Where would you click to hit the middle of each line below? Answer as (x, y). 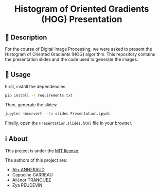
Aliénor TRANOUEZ (31, 180)
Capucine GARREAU (32, 175)
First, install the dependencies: (36, 86)
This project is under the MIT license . (42, 151)
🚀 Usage (18, 75)
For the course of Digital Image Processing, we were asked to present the (79, 49)
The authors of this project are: (36, 160)
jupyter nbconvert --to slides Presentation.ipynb (57, 114)
